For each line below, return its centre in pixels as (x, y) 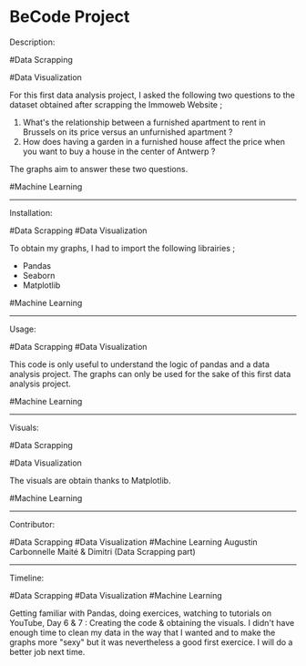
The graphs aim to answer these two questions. (99, 169)
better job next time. (47, 651)
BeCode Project (70, 17)
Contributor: (32, 524)
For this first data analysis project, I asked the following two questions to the (153, 95)
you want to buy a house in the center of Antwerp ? (119, 151)
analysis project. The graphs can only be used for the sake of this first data (150, 374)
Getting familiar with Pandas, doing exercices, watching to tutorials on (140, 613)
